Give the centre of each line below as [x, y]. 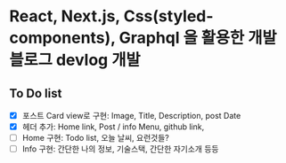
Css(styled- [168, 16]
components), [62, 38]
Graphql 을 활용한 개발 [198, 38]
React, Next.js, [65, 16]
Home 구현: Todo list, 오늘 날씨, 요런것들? [95, 138]
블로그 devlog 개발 [75, 60]
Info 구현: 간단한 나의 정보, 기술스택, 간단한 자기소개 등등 [120, 149]
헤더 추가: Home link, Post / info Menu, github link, [113, 127]
